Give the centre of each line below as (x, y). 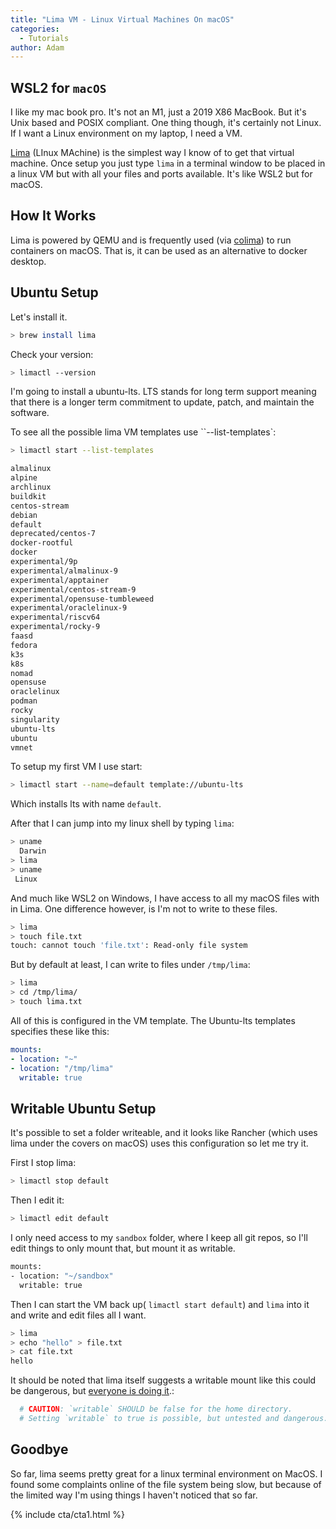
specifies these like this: (60, 1031)
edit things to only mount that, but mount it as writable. (123, 1248)
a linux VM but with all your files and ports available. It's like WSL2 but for (161, 174)
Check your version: (52, 354)
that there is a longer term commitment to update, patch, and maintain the (162, 402)
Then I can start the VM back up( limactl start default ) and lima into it (160, 1304)
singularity (35, 719)
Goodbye (39, 1449)
